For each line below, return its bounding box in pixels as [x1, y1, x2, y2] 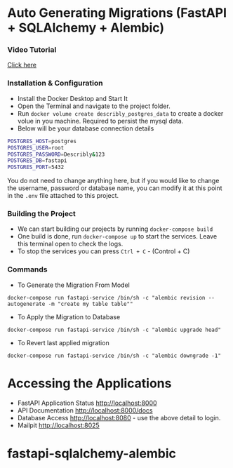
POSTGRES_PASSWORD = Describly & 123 [7, 151, 105, 158]
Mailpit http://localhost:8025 [17, 421, 100, 429]
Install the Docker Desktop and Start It [17, 94, 128, 102]
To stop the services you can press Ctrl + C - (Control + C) [17, 247, 190, 255]
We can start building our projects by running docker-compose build [17, 225, 213, 233]
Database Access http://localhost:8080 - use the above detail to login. [17, 413, 221, 422]
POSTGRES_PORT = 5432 [7, 163, 65, 171]
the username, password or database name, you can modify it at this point [7, 184, 222, 192]
